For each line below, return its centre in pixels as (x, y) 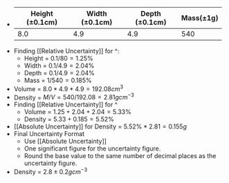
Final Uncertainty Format (49, 134)
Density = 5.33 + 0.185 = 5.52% (69, 119)
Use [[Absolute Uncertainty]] (65, 142)
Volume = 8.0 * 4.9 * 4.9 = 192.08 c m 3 (68, 88)
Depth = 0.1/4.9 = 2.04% (59, 73)
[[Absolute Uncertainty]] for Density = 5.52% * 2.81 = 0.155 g (100, 126)
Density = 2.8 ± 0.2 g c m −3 (51, 171)
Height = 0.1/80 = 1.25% (58, 58)
